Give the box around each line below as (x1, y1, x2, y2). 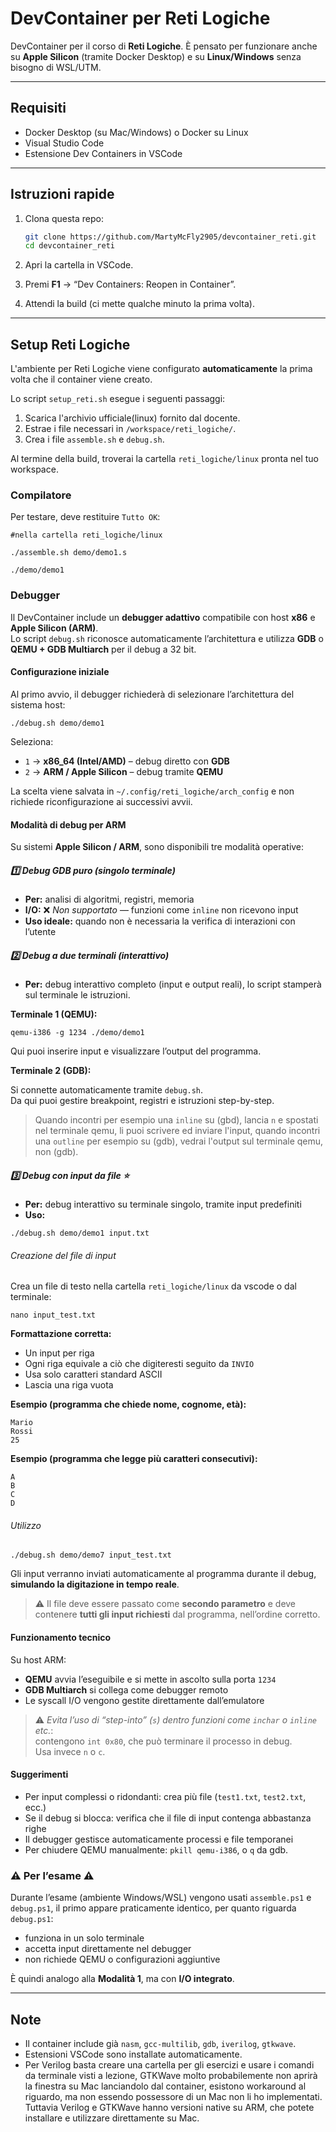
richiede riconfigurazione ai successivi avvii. (10, 795, 193, 807)
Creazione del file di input (10, 1249, 117, 1261)
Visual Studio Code (24, 137, 105, 149)
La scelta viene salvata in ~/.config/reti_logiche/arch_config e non (10, 785, 295, 797)
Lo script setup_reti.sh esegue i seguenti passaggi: (10, 393, 226, 405)
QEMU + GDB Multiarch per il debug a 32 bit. (10, 643, 197, 655)
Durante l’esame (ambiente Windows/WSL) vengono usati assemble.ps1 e (10, 1892, 312, 1904)
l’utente (24, 926, 57, 938)
